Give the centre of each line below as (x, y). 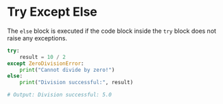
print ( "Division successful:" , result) (77, 83)
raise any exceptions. (37, 38)
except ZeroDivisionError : (46, 63)
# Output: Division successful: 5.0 (59, 95)
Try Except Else (52, 12)
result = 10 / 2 (43, 57)
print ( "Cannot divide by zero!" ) (67, 70)
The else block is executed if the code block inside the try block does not (112, 31)
